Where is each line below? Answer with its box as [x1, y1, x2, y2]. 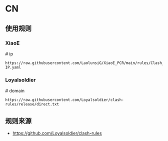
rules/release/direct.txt [5, 102, 59, 107]
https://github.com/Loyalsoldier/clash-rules [12, 130, 102, 136]
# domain [5, 88, 25, 94]
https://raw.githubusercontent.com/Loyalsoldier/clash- [5, 97, 124, 102]
